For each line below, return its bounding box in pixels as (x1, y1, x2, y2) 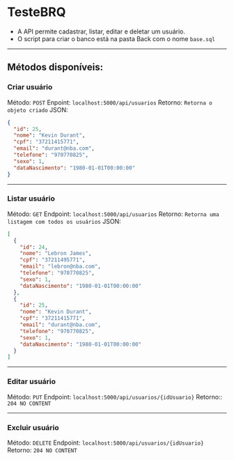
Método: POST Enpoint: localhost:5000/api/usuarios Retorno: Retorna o (7, 98, 212, 107)
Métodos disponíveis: (7, 61, 104, 73)
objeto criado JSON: (7, 105, 68, 114)
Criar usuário (7, 82, 53, 92)
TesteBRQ (7, 4, 66, 20)
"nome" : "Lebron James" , (19, 250, 92, 257)
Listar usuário (7, 194, 56, 204)
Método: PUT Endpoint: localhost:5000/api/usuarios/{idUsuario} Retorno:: (7, 392, 223, 401)
